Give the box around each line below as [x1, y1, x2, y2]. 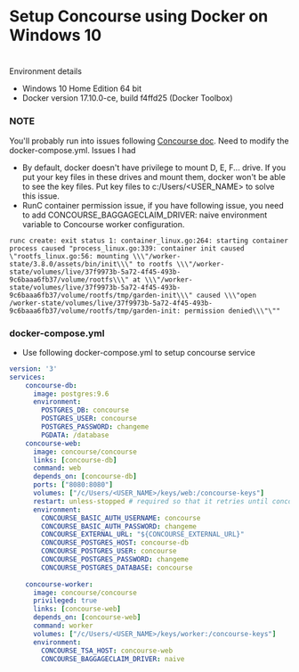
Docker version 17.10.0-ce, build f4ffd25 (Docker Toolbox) [21, 93, 233, 103]
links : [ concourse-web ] [32, 604, 122, 614]
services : [9, 373, 46, 381]
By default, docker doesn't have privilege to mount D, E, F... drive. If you [21, 162, 287, 173]
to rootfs [136, 259, 174, 268]
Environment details [9, 66, 83, 77]
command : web [32, 463, 82, 473]
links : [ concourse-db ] [32, 455, 117, 464]
